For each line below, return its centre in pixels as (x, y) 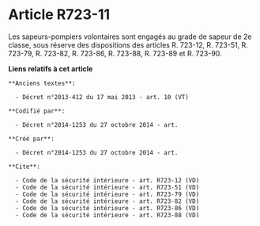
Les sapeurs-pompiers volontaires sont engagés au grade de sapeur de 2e (130, 36)
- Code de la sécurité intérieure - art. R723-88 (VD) (107, 215)
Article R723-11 (59, 15)
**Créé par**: (32, 139)
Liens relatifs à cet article (51, 68)
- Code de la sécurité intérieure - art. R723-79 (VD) (107, 194)
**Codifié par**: (37, 111)
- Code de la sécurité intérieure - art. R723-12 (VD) (107, 180)
